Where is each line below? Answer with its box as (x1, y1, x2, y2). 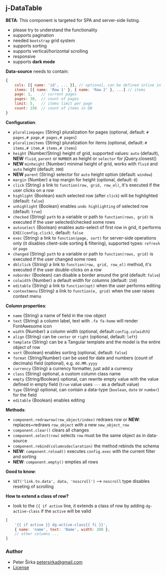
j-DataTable (5, 4, 43, 12)
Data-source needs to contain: (5, 68, 69, 74)
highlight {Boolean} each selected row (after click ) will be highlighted (12, 192, 158, 198)
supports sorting (12, 42, 47, 49)
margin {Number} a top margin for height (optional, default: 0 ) (12, 176, 138, 182)
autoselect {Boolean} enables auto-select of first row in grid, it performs (12, 224, 162, 230)
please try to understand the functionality (12, 27, 98, 33)
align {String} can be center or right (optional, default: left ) (12, 333, 138, 339)
